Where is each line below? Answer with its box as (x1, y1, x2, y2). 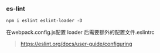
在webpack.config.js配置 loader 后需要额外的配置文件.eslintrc (6, 29, 155, 36)
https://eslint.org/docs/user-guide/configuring (20, 40, 132, 48)
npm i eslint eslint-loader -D (6, 18, 83, 24)
